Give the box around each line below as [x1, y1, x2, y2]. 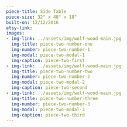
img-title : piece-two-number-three [11, 95, 98, 101]
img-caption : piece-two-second [11, 85, 88, 91]
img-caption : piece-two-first [11, 57, 85, 63]
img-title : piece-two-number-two [11, 68, 93, 74]
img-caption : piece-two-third [11, 112, 85, 118]
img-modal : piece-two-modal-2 [11, 80, 85, 85]
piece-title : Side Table [6, 8, 67, 15]
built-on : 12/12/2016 [6, 19, 59, 25]
